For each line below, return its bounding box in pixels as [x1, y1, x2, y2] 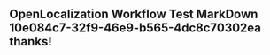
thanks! [9, 34, 53, 49]
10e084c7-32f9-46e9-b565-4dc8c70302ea [9, 21, 261, 36]
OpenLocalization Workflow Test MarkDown [9, 7, 258, 22]
